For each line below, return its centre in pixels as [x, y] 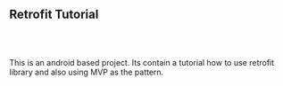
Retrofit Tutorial [54, 15]
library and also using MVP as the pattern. [87, 72]
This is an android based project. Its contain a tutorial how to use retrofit [142, 62]
